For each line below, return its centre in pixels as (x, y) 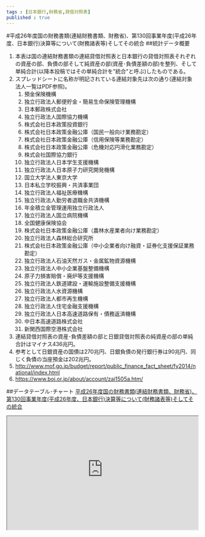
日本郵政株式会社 (45, 109)
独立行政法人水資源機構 (53, 291)
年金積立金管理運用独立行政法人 (64, 207)
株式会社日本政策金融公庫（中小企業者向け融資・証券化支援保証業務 (109, 245)
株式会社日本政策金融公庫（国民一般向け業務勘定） (88, 132)
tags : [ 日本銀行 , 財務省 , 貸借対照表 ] (49, 12)
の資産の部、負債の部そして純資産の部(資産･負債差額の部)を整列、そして (106, 64)
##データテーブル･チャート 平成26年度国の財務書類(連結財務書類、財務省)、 (102, 391)
